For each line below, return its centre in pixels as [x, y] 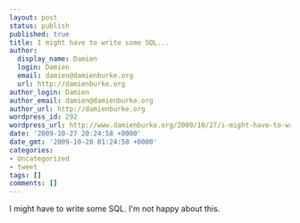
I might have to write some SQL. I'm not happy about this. [115, 209]
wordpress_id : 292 [43, 117]
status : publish [39, 26]
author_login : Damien [50, 92]
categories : [31, 150]
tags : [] [25, 175]
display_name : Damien [58, 59]
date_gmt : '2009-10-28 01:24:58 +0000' [83, 142]
